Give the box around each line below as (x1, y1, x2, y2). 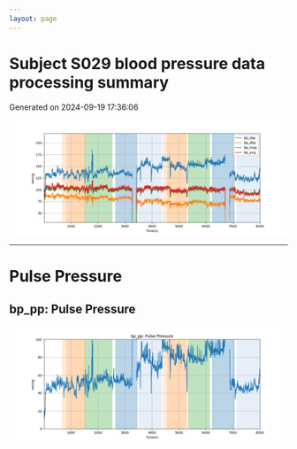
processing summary (9, 72, 170, 92)
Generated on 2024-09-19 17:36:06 (9, 102, 139, 112)
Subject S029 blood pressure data (9, 53, 265, 74)
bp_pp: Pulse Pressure (9, 301, 136, 316)
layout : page (9, 14, 57, 23)
